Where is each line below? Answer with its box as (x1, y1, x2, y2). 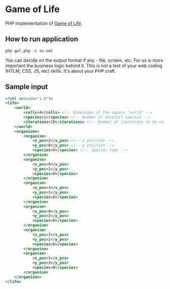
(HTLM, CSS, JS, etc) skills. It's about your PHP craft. (5, 68, 116, 74)
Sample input (5, 82, 48, 91)
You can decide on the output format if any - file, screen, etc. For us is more (5, 57, 163, 63)
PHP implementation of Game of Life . (5, 20, 82, 26)
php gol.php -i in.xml (5, 48, 53, 54)
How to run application (5, 35, 78, 43)
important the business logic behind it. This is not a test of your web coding (5, 62, 163, 69)
